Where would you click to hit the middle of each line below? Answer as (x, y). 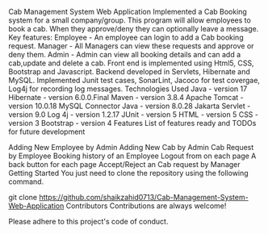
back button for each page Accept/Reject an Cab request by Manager (124, 164)
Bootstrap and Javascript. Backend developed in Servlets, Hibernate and (129, 71)
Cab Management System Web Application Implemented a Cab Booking (128, 12)
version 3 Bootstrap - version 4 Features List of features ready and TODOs (132, 123)
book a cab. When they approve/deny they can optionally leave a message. (134, 29)
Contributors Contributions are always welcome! (146, 206)
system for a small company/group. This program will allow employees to (130, 20)
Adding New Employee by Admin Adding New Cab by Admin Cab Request (131, 147)
